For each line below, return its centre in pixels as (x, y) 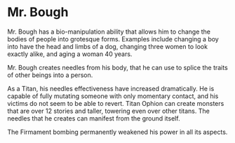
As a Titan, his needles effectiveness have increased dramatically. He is (111, 88)
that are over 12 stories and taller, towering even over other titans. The (109, 111)
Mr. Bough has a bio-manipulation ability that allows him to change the (109, 32)
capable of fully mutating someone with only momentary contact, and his (113, 96)
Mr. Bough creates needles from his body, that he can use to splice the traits (117, 67)
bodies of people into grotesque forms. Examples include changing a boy (113, 39)
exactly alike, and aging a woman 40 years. (70, 54)
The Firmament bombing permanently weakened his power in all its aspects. (117, 132)
